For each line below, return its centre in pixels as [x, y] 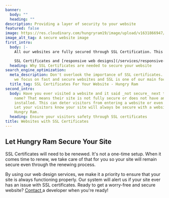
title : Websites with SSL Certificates [47, 121]
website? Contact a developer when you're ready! [57, 190]
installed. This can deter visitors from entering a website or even [89, 103]
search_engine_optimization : [36, 70]
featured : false [22, 29]
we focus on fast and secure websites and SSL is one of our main [85, 80]
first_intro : [19, 43]
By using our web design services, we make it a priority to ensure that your [83, 174]
